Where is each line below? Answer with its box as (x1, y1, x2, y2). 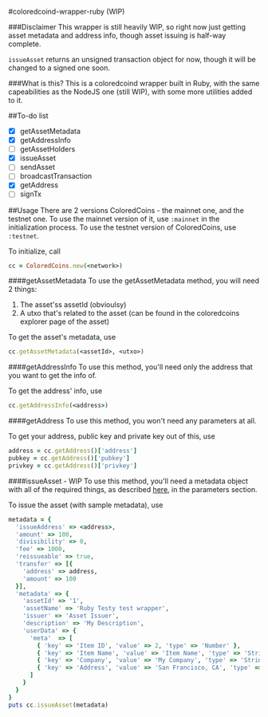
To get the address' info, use (8, 386, 103, 396)
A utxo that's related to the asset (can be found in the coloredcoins (19, 309, 240, 318)
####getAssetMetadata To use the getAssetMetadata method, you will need (8, 276, 260, 286)
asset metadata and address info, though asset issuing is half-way (8, 31, 227, 40)
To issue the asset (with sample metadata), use (8, 500, 164, 510)
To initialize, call (8, 246, 61, 256)
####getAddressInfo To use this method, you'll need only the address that (8, 362, 253, 372)
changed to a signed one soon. (8, 63, 110, 73)
